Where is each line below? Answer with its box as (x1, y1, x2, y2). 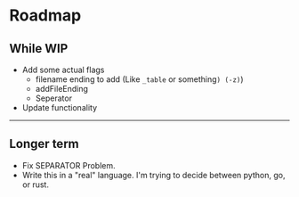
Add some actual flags (21, 64, 105, 75)
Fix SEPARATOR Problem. (21, 160, 116, 170)
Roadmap (9, 5, 82, 26)
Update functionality (21, 103, 98, 112)
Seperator (35, 93, 73, 103)
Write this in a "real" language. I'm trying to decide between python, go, (21, 169, 286, 180)
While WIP (9, 41, 69, 56)
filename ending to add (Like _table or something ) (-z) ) (35, 74, 244, 85)
